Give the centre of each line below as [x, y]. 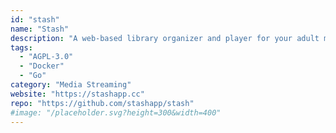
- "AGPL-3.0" [46, 57]
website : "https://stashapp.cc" [77, 94]
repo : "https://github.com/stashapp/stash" [102, 103]
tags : [21, 47]
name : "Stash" [40, 29]
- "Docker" [42, 66]
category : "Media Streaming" [71, 85]
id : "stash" [35, 19]
